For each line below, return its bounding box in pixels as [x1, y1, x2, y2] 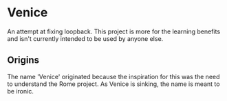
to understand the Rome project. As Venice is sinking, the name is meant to [7, 80, 220, 88]
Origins [7, 55, 40, 66]
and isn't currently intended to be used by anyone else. [7, 34, 164, 42]
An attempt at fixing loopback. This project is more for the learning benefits [7, 27, 221, 35]
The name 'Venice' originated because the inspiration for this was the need [7, 72, 220, 81]
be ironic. [7, 87, 34, 95]
